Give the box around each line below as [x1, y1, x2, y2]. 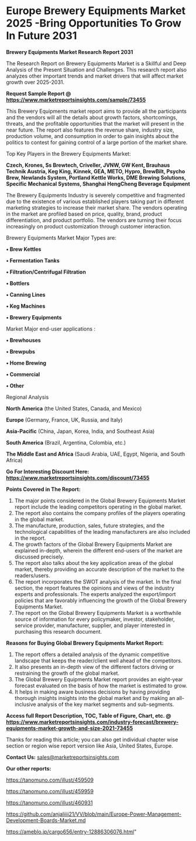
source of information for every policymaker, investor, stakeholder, [14, 615, 175, 623]
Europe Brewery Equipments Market [6, 4, 186, 18]
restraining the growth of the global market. [14, 670, 120, 677]
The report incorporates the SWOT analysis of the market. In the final [14, 578, 181, 585]
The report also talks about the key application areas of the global [14, 559, 174, 566]
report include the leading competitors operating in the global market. [14, 503, 183, 510]
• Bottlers [6, 280, 30, 287]
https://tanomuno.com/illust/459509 [6, 776, 94, 783]
